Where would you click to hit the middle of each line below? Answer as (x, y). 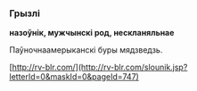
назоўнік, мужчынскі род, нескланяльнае (92, 33)
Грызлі (25, 13)
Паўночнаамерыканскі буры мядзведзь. (86, 50)
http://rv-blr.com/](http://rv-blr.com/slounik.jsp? (100, 67)
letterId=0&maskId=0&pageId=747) (74, 77)
